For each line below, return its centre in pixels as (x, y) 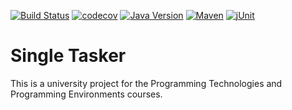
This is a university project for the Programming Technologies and (146, 83)
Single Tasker (68, 56)
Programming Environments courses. (86, 94)
